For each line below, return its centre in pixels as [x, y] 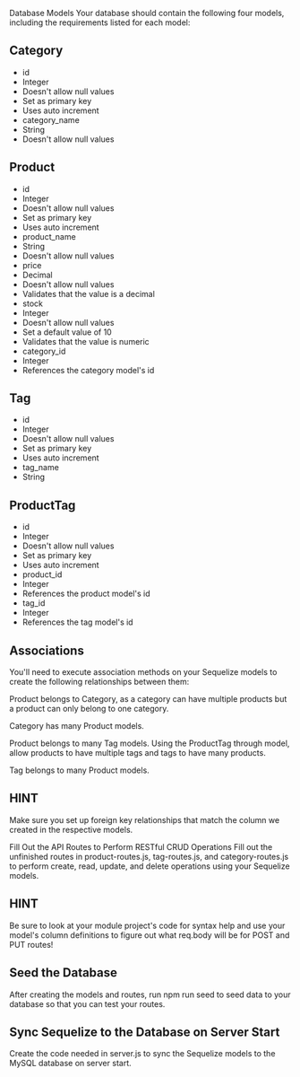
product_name [49, 236]
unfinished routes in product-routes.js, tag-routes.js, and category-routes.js [149, 856]
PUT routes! [31, 944]
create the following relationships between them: [99, 682]
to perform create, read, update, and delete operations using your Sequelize [150, 866]
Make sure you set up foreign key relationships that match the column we [145, 819]
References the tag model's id [77, 622]
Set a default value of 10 [67, 332]
